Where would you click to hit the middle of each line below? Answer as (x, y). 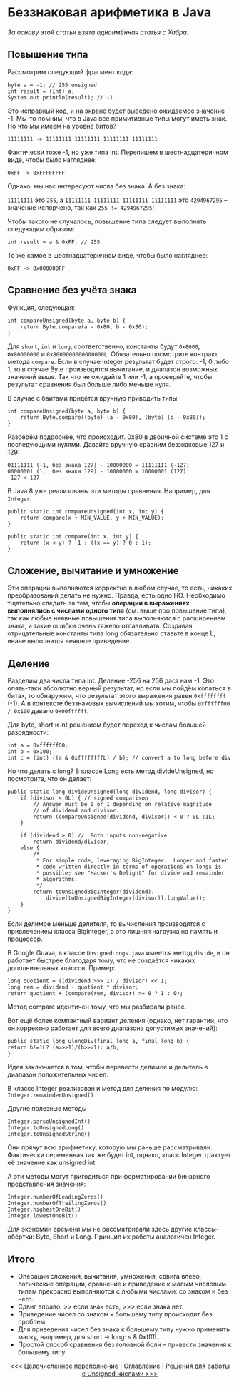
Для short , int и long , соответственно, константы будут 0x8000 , (104, 346)
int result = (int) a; (41, 91)
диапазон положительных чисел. (58, 1074)
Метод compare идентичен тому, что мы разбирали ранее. (97, 1007)
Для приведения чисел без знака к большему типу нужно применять (124, 1329)
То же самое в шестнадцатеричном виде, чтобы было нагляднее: (108, 255)
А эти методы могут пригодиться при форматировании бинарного (109, 1177)
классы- (206, 1229)
